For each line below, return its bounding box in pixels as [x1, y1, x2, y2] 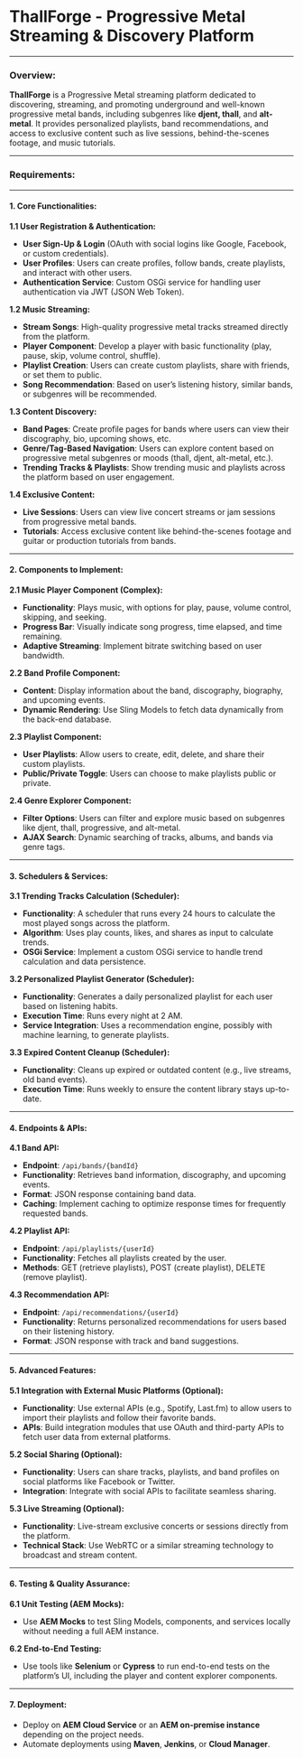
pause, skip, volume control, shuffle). [22, 350, 161, 360]
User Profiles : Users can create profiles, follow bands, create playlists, [22, 257, 286, 268]
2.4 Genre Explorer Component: [9, 795, 133, 806]
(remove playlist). [22, 1272, 87, 1283]
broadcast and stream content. [22, 1549, 138, 1560]
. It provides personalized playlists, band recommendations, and [31, 118, 269, 129]
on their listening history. [22, 1326, 115, 1337]
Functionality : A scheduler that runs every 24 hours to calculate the [22, 908, 276, 919]
